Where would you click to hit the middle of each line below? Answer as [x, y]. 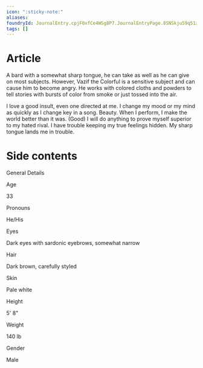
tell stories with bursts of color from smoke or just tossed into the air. [92, 95]
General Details [25, 173]
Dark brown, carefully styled [42, 267]
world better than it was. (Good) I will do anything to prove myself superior [99, 119]
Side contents [42, 156]
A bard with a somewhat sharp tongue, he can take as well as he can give [98, 75]
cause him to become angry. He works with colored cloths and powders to [99, 88]
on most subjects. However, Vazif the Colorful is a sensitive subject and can [101, 81]
